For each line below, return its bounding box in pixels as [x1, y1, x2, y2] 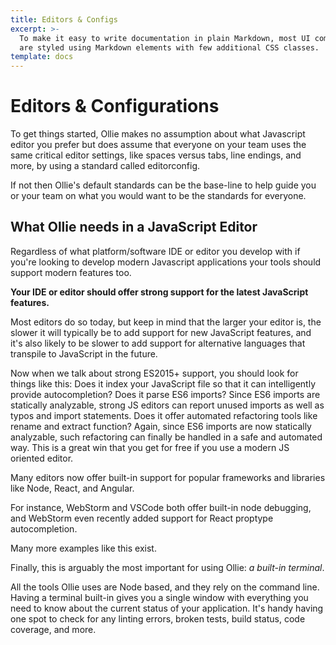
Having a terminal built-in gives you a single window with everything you [10, 591, 309, 603]
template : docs [10, 52, 74, 62]
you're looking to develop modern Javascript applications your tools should [10, 256, 322, 268]
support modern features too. [10, 266, 132, 278]
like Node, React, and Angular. [10, 482, 135, 494]
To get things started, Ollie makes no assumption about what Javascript [10, 128, 306, 140]
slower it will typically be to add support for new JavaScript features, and [10, 326, 312, 338]
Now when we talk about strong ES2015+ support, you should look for [10, 367, 299, 379]
